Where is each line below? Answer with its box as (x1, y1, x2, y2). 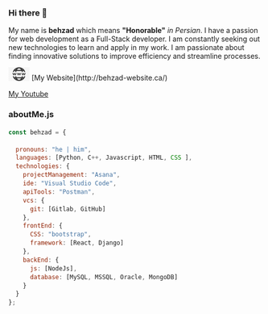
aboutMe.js (8, 109, 55, 120)
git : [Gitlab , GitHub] (29, 205, 106, 213)
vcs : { (23, 196, 45, 204)
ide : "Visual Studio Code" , (23, 179, 117, 188)
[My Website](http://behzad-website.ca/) (31, 73, 168, 83)
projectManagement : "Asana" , (23, 171, 121, 179)
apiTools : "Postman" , (23, 187, 95, 196)
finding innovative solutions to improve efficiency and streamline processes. (8, 52, 261, 61)
